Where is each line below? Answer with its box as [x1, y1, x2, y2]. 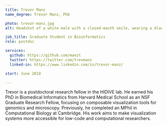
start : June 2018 [5, 71, 41, 76]
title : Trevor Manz [5, 7, 46, 12]
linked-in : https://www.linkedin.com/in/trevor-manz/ [9, 62, 123, 67]
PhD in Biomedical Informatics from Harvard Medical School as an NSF [5, 94, 150, 100]
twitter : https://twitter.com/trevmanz [9, 57, 92, 62]
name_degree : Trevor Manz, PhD [5, 12, 70, 17]
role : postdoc [5, 39, 35, 44]
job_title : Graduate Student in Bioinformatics [5, 34, 106, 40]
